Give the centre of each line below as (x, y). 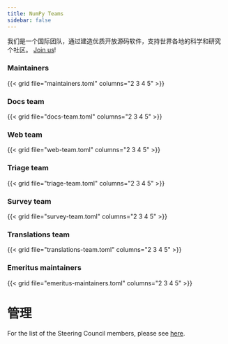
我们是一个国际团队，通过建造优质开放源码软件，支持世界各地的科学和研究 (114, 41)
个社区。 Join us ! (32, 50)
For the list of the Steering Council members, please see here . (96, 333)
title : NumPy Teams (36, 14)
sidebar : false (29, 20)
